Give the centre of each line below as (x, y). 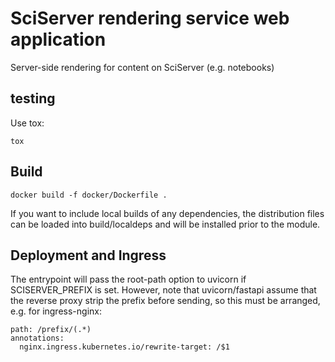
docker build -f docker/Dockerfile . (89, 195)
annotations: (37, 338)
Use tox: (27, 123)
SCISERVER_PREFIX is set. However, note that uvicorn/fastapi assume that (163, 290)
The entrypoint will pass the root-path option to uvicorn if (128, 279)
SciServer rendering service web (150, 18)
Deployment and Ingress (88, 255)
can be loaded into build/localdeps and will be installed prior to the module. (165, 224)
